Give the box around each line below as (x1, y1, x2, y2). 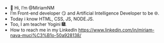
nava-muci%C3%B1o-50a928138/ (10, 32, 82, 38)
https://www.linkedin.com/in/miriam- (78, 27, 155, 33)
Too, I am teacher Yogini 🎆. (10, 21, 67, 27)
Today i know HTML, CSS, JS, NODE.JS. (10, 16, 94, 22)
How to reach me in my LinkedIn (10, 27, 77, 33)
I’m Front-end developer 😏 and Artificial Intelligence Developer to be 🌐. (10, 10, 159, 16)
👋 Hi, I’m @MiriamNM (10, 5, 54, 11)
